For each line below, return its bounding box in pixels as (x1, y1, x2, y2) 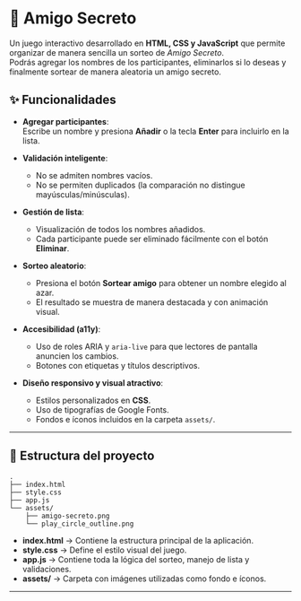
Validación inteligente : (21, 152, 108, 163)
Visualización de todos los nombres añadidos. (35, 223, 206, 234)
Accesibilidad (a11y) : (21, 323, 101, 335)
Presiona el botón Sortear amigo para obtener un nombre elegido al (35, 277, 287, 288)
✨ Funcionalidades (9, 92, 116, 108)
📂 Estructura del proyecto (9, 449, 155, 464)
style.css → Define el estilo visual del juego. (21, 544, 187, 555)
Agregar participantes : (21, 116, 109, 126)
